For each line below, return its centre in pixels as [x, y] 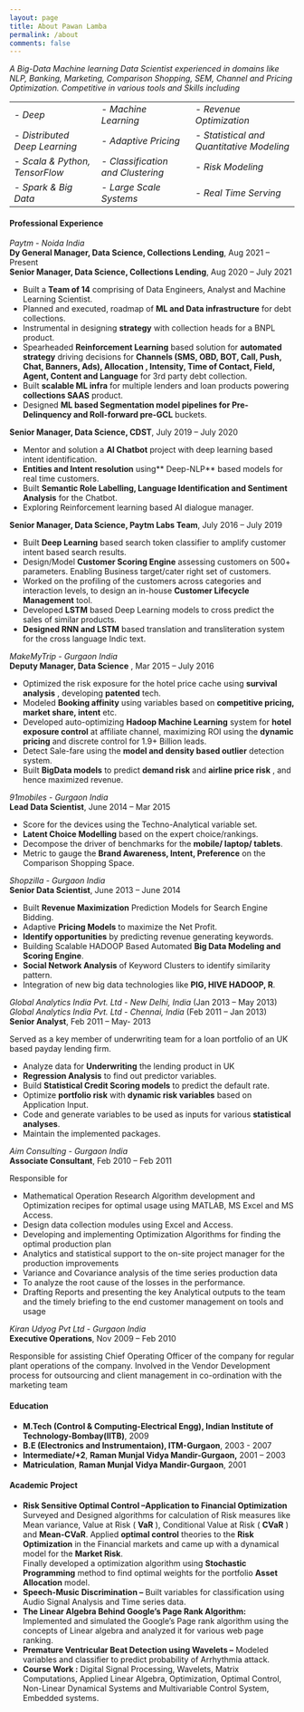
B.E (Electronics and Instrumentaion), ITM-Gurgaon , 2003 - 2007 [147, 1445]
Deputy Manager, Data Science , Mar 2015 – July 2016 [112, 666]
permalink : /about [44, 34]
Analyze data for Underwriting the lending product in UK [128, 1066]
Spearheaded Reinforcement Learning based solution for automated [152, 347]
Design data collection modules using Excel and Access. [128, 1225]
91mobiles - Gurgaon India [59, 797]
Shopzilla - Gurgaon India [57, 880]
